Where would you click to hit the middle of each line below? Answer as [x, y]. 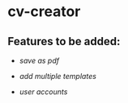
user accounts [43, 92]
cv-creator [44, 12]
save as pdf [39, 60]
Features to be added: [64, 41]
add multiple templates [58, 76]
